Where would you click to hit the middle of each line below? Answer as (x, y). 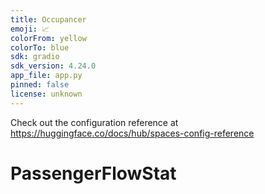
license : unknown (46, 94)
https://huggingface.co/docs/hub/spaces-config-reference (132, 133)
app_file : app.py (46, 76)
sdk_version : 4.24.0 (53, 66)
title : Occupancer (48, 19)
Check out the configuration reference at (94, 122)
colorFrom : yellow (48, 38)
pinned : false (40, 85)
